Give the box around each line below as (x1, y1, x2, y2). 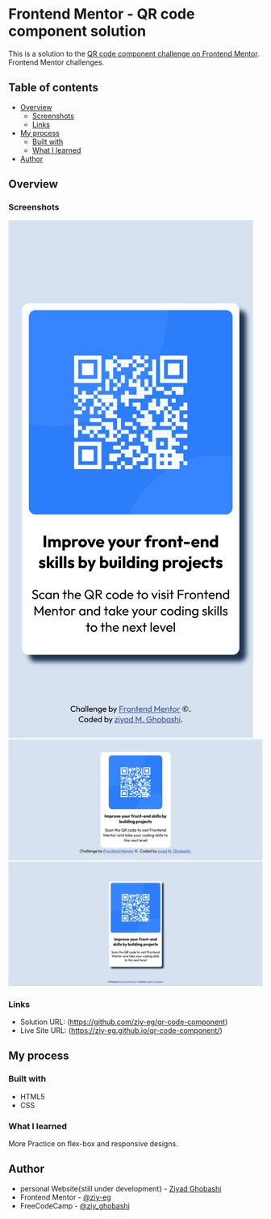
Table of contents (8, 81, 98, 95)
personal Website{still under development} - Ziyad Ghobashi (19, 1183, 222, 1193)
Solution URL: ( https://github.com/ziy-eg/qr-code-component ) (19, 1017, 228, 1027)
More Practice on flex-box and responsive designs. (8, 1139, 179, 1149)
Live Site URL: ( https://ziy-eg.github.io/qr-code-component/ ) (19, 1026, 223, 1035)
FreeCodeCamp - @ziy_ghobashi (19, 1200, 131, 1210)
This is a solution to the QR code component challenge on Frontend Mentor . (8, 49, 260, 58)
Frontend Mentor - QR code (8, 5, 195, 23)
